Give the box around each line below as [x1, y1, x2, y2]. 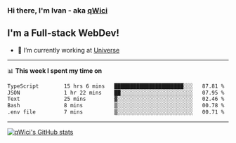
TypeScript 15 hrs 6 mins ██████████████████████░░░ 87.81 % [7, 83, 225, 90]
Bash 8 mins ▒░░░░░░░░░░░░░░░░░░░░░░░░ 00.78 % [7, 102, 225, 109]
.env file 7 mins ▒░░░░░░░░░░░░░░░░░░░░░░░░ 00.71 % [7, 109, 225, 116]
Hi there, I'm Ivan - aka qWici [7, 6, 107, 15]
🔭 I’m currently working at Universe [17, 46, 120, 54]
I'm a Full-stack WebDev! [7, 27, 119, 39]
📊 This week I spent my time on [7, 66, 103, 75]
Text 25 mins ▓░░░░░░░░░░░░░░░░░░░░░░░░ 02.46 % [7, 95, 225, 103]
